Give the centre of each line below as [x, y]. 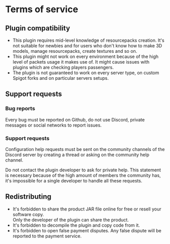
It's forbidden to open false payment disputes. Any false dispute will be [87, 230]
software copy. [28, 214]
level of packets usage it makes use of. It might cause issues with [81, 62]
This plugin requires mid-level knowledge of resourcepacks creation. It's [89, 40]
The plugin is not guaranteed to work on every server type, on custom [86, 73]
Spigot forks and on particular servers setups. [61, 78]
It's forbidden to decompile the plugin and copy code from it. [76, 225]
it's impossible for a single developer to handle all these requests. [74, 180]
